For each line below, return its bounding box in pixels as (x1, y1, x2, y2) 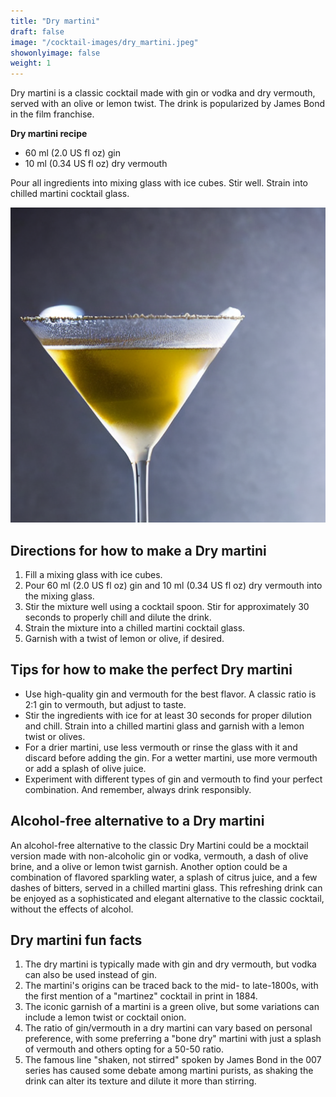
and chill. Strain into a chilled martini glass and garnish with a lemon (24, 720, 305, 732)
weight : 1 (10, 58, 52, 69)
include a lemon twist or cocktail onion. (24, 1011, 187, 1024)
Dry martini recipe (10, 128, 88, 140)
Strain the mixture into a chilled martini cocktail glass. (24, 621, 246, 634)
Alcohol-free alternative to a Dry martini (10, 813, 265, 830)
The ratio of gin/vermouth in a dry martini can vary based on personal (24, 1022, 313, 1034)
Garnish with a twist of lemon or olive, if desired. (24, 632, 225, 644)
